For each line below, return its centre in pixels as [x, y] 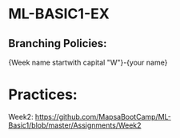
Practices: [43, 95]
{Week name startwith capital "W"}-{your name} [88, 62]
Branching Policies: [58, 43]
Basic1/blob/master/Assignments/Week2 [75, 125]
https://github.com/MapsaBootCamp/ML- [103, 116]
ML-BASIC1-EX [59, 14]
